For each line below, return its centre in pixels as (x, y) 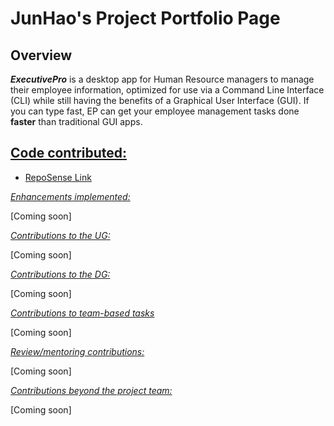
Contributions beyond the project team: (91, 390)
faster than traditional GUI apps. (76, 121)
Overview (41, 55)
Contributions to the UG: (60, 235)
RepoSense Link (58, 177)
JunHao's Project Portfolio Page (145, 18)
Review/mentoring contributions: (77, 351)
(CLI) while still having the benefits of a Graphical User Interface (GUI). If (160, 100)
